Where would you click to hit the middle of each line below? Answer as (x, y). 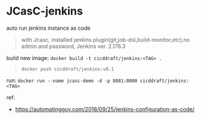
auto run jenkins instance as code (49, 28)
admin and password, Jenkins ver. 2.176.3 (73, 46)
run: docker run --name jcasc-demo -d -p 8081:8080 (72, 80)
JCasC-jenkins (45, 11)
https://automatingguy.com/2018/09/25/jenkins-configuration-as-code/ (105, 109)
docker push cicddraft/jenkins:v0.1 (67, 69)
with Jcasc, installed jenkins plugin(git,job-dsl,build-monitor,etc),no (105, 39)
